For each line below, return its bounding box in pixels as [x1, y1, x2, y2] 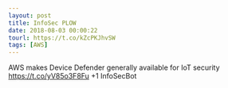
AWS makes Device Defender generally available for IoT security [8, 63, 221, 72]
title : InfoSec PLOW [8, 19, 77, 27]
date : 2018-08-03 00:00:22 [8, 26, 98, 34]
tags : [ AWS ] [8, 41, 48, 49]
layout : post [8, 11, 52, 20]
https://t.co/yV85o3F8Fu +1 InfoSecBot [8, 71, 137, 81]
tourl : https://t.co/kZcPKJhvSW [8, 33, 116, 42]
